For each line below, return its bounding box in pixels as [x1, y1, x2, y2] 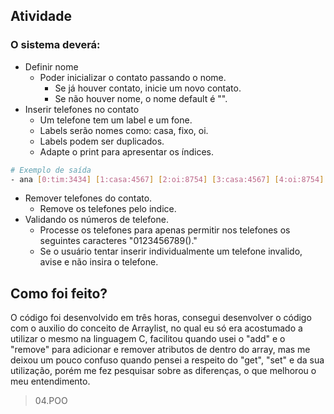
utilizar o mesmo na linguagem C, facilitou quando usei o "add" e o [10, 333, 286, 345]
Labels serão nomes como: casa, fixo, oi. [39, 124, 209, 136]
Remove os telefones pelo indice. [39, 203, 177, 215]
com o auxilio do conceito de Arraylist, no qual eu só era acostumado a [10, 322, 303, 334]
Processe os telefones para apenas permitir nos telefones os [39, 224, 291, 236]
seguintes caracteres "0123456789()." [39, 235, 198, 247]
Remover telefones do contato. [24, 192, 153, 204]
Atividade [10, 8, 72, 25]
